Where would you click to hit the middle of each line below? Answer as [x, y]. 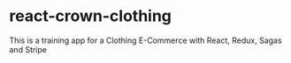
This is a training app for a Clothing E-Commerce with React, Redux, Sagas [145, 40]
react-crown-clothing [91, 16]
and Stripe [28, 49]
